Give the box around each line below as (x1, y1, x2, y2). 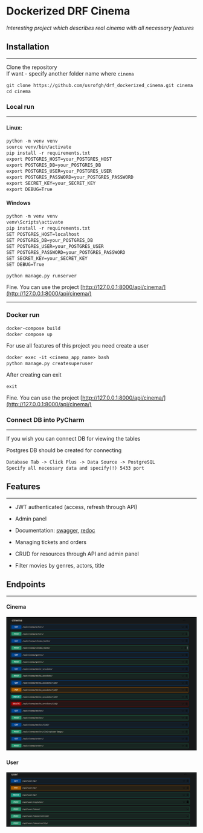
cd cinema (6, 88, 31, 94)
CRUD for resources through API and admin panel (14, 550, 139, 557)
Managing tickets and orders (14, 538, 86, 545)
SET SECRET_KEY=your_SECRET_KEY (6, 256, 88, 262)
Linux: (6, 124, 22, 131)
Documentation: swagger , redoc (14, 527, 95, 534)
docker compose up (6, 331, 53, 337)
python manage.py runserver (6, 273, 77, 279)
